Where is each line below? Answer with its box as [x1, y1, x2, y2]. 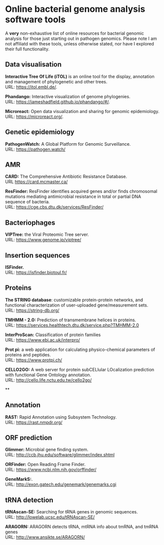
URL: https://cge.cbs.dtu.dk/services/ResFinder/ [5, 204, 104, 210]
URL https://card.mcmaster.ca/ [5, 179, 68, 185]
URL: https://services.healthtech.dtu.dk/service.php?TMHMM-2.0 [5, 322, 139, 328]
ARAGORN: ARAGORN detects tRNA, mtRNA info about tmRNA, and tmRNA [5, 524, 159, 530]
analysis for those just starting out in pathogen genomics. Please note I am [5, 36, 157, 41]
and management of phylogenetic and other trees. [5, 78, 108, 84]
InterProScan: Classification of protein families [5, 332, 101, 338]
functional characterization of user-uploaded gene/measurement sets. [5, 302, 148, 308]
